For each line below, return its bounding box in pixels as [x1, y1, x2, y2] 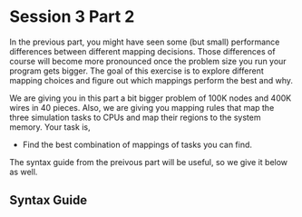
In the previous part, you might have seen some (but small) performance [9, 36, 280, 47]
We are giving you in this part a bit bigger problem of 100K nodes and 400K [9, 93, 292, 104]
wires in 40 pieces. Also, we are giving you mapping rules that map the [9, 102, 275, 113]
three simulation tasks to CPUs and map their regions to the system [9, 112, 261, 123]
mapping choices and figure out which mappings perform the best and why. [9, 74, 293, 85]
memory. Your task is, [9, 121, 91, 133]
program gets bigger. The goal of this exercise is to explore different [9, 65, 265, 76]
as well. [9, 166, 38, 177]
